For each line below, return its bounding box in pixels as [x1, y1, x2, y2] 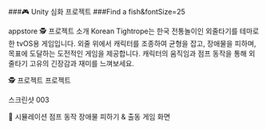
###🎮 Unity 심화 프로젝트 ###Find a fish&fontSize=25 [8, 7, 185, 16]
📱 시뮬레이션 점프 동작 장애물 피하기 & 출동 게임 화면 [8, 112, 171, 121]
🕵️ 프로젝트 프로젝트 [8, 76, 71, 85]
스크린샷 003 [8, 95, 50, 104]
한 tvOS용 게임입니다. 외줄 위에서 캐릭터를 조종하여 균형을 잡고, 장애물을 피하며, [8, 39, 257, 48]
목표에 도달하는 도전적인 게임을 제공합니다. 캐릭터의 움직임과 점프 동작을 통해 [8, 49, 248, 58]
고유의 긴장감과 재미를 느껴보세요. [29, 59, 134, 68]
